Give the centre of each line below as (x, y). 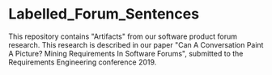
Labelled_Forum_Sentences (104, 14)
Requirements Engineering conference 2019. (83, 62)
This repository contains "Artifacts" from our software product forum (123, 36)
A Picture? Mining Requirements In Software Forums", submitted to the (126, 53)
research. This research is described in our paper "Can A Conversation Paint (136, 44)
